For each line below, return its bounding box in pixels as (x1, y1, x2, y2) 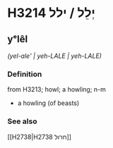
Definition (7, 69, 42, 79)
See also (7, 116, 37, 126)
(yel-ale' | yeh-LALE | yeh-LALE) (7, 51, 102, 60)
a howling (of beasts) (17, 99, 80, 107)
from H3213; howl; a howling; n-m (7, 85, 106, 94)
